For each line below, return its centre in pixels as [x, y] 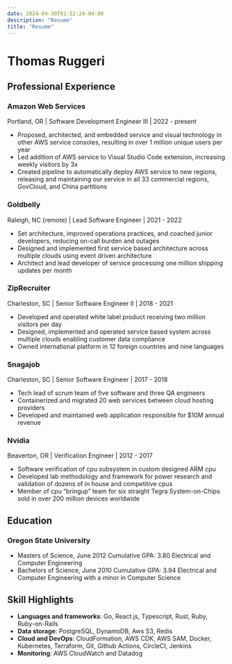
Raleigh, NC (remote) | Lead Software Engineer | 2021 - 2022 [94, 220]
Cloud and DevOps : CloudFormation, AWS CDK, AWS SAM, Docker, [114, 638]
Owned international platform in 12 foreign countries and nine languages [121, 346]
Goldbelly [24, 204]
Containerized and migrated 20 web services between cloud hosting [115, 400]
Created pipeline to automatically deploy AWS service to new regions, [117, 172]
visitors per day [40, 324]
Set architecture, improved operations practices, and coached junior [115, 233]
